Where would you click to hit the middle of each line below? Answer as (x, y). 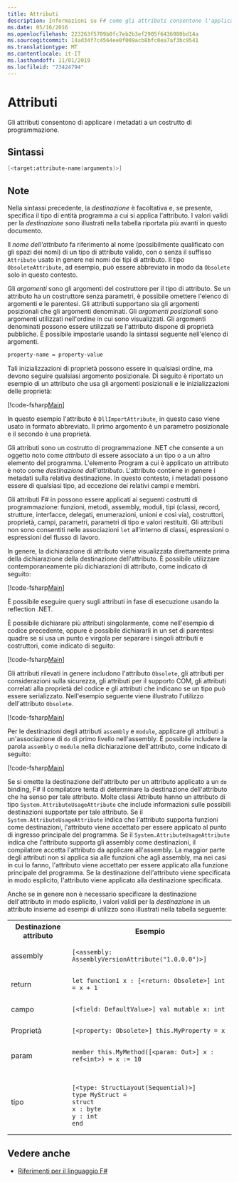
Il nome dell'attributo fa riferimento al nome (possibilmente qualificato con (116, 245)
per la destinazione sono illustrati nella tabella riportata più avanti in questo (117, 223)
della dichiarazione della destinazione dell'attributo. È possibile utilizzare (113, 559)
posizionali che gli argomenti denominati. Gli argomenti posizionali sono (113, 312)
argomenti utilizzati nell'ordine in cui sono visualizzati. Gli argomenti (107, 319)
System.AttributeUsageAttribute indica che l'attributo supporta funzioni (113, 819)
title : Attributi (33, 14)
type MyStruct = (100, 1095)
